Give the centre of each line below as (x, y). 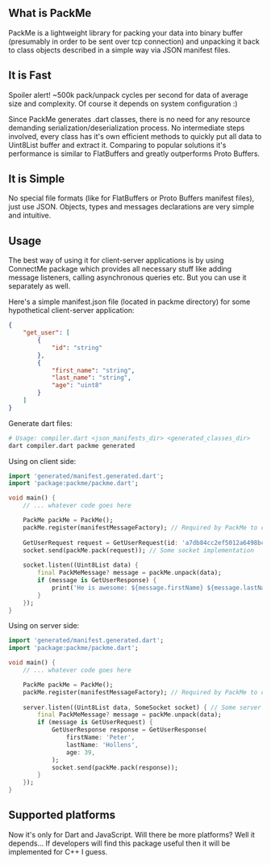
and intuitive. (30, 215)
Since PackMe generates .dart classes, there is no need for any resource (129, 119)
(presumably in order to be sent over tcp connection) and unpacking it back (134, 41)
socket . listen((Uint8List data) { (81, 565)
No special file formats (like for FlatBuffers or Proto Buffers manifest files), (131, 198)
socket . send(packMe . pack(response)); (115, 767)
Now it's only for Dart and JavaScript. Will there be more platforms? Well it (132, 834)
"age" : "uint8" (77, 386)
